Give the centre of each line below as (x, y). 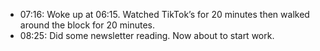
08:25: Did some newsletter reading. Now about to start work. (147, 35)
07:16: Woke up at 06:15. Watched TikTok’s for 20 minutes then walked (164, 14)
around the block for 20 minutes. (87, 25)
